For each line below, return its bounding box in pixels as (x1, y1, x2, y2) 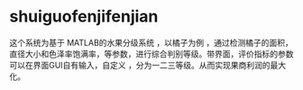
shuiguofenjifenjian (9, 6, 159, 27)
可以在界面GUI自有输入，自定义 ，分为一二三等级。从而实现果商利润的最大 (9, 59, 287, 70)
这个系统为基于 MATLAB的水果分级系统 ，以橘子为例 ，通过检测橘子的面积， (9, 37, 293, 48)
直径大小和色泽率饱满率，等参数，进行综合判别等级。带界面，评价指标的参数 (9, 48, 294, 59)
